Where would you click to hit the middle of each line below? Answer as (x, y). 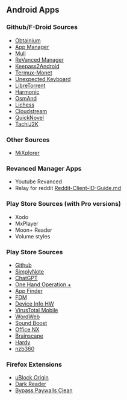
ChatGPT (26, 278)
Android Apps (33, 10)
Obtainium (28, 40)
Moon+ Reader (33, 230)
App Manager (32, 47)
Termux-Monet (33, 73)
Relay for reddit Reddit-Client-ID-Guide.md (68, 188)
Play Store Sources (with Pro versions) (64, 204)
